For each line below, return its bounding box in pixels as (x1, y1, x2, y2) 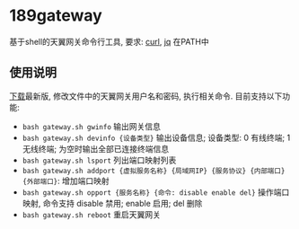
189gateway (9, 5, 103, 26)
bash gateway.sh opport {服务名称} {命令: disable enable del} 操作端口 (22, 186, 290, 198)
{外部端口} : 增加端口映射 (22, 175, 110, 186)
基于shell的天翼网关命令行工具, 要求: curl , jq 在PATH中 (9, 36, 209, 47)
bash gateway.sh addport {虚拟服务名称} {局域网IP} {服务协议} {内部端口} (22, 166, 286, 175)
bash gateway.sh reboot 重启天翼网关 (22, 208, 162, 220)
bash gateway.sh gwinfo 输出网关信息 (22, 120, 162, 131)
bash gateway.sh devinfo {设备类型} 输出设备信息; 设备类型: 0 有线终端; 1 (22, 132, 291, 143)
